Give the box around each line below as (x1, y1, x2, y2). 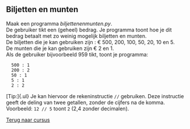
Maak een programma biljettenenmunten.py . (6, 20, 112, 27)
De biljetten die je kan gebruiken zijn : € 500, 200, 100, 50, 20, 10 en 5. (6, 38, 175, 45)
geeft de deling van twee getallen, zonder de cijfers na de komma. (6, 99, 165, 106)
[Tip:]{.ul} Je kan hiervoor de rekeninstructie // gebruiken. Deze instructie (6, 92, 184, 99)
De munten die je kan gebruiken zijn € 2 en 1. (6, 45, 114, 52)
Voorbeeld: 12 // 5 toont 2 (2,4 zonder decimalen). (6, 105, 129, 112)
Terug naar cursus (6, 116, 50, 123)
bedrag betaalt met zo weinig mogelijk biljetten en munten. (6, 32, 147, 40)
